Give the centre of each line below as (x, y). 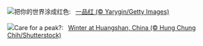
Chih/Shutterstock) (34, 35)
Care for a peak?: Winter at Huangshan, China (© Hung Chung (105, 28)
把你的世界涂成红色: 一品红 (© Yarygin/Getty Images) (92, 11)
